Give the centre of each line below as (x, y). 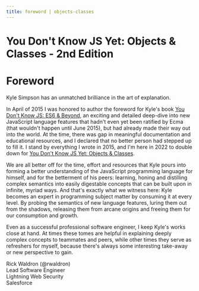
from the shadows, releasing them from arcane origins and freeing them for (99, 209)
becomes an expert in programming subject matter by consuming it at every (99, 196)
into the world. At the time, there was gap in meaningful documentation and (99, 134)
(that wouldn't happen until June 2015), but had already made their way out (98, 128)
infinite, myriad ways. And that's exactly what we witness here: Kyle (89, 190)
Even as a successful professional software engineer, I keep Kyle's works (96, 227)
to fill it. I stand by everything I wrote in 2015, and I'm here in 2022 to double (99, 147)
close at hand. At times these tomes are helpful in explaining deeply (89, 233)
